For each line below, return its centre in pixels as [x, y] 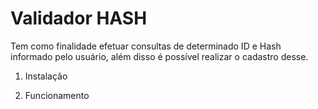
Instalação [46, 76]
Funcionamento [57, 95]
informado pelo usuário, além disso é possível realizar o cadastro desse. [159, 56]
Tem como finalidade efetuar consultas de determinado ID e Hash [146, 46]
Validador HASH [79, 18]
